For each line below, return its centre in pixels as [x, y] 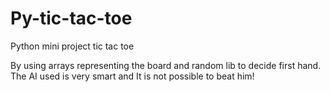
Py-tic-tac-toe [71, 18]
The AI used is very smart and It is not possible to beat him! [132, 76]
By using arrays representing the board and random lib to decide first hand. [166, 65]
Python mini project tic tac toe [72, 46]
